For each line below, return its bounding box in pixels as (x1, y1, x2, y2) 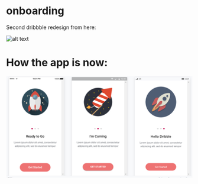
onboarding (6, 4, 65, 18)
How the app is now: (6, 56, 108, 69)
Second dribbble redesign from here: (6, 24, 96, 31)
